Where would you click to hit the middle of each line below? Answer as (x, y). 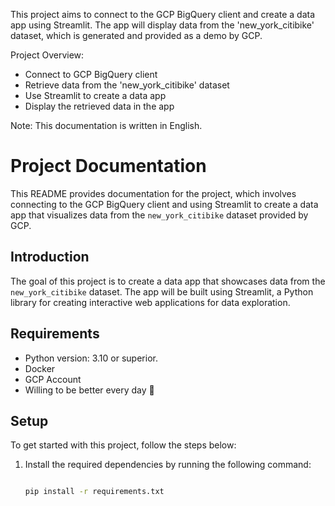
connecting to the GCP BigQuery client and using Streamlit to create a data (164, 204)
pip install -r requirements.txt (94, 492)
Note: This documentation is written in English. (106, 125)
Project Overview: (47, 55)
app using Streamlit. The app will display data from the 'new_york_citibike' (162, 25)
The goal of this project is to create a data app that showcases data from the (168, 281)
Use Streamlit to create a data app (95, 95)
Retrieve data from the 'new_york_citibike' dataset (127, 85)
